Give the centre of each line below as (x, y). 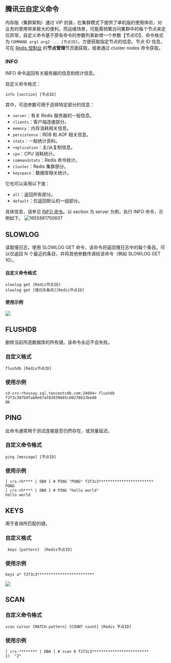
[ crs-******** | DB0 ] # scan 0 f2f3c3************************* (77, 651)
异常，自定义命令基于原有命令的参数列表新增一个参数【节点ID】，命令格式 (87, 35)
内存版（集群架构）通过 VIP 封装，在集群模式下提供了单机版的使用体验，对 (84, 22)
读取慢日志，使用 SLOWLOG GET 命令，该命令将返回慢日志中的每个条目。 (83, 247)
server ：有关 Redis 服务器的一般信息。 (53, 116)
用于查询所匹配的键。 (27, 523)
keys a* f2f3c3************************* (50, 574)
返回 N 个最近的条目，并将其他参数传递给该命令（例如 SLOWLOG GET (87, 253)
